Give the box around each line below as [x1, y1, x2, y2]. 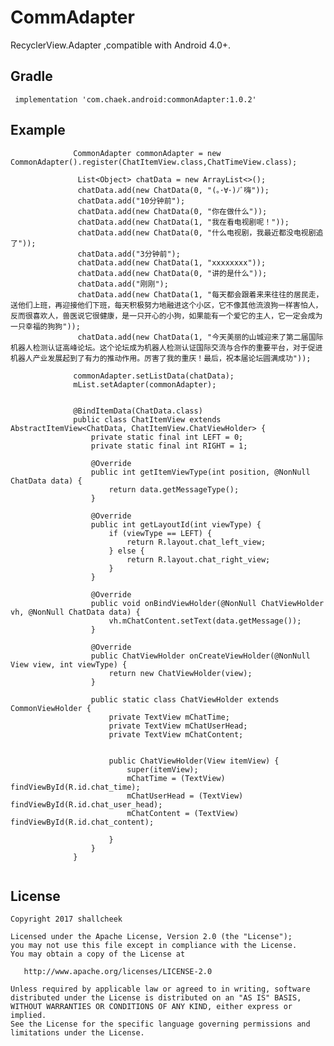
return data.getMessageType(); [108, 484, 240, 495]
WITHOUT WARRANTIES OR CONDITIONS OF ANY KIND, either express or [10, 1002, 293, 1012]
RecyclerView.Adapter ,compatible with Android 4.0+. [10, 39, 232, 51]
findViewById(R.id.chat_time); [10, 782, 141, 792]
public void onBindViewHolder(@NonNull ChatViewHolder [90, 598, 325, 608]
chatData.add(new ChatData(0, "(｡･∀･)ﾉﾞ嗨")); [77, 185, 270, 195]
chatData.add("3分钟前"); [77, 249, 181, 259]
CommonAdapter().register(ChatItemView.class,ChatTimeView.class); [10, 157, 298, 167]
